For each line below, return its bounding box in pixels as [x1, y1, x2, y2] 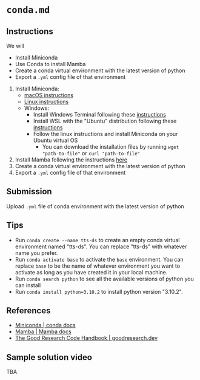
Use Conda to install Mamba [15, 61, 86, 67]
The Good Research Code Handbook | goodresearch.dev [15, 334, 158, 342]
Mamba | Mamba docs [15, 328, 72, 335]
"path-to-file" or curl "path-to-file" [42, 150, 141, 157]
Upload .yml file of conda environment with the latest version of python [6, 202, 185, 210]
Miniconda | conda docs [15, 322, 76, 329]
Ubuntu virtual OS [33, 137, 78, 144]
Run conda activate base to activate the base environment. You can [15, 256, 184, 263]
